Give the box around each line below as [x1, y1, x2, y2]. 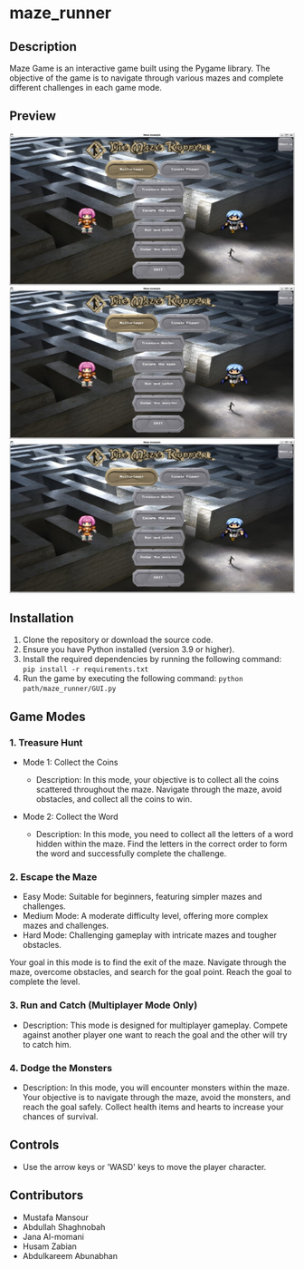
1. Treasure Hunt [9, 736, 83, 748]
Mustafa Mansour [22, 1212, 89, 1223]
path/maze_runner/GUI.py [22, 684, 117, 694]
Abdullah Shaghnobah [22, 1221, 106, 1232]
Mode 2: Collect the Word [22, 811, 119, 823]
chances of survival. [22, 1110, 99, 1122]
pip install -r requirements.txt [22, 665, 149, 674]
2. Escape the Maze [9, 870, 98, 883]
